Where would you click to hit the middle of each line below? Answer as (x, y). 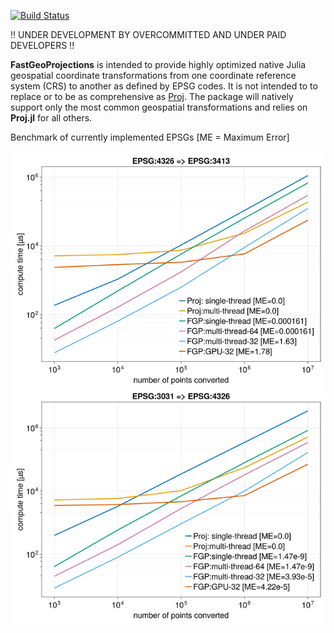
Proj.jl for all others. (51, 118)
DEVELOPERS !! (42, 45)
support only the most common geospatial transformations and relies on (159, 107)
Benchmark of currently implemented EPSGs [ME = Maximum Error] (150, 137)
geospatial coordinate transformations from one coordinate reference (153, 75)
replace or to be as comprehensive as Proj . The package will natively (152, 96)
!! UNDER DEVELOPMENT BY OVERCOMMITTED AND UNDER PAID (148, 34)
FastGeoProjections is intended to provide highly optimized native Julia (158, 64)
